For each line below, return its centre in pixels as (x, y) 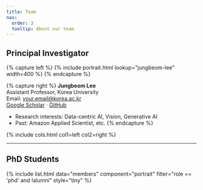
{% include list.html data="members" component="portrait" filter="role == (99, 174)
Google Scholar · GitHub (37, 105)
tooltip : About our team (43, 29)
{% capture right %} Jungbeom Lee (51, 86)
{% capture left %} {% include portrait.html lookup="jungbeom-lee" (91, 68)
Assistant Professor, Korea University (53, 92)
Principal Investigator (48, 53)
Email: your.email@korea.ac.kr (44, 99)
